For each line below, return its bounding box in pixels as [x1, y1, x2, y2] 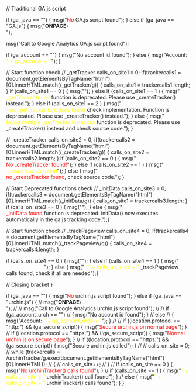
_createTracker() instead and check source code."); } [6, 125, 133, 132]
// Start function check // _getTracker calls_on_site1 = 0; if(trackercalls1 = [6, 69, 181, 75]
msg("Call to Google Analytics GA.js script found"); [6, 40, 129, 47]
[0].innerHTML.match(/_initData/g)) [6, 197, 92, 204]
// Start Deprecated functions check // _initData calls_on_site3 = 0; [6, 185, 167, 192]
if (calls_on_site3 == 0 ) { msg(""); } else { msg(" [6, 204, 123, 210]
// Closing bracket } [6, 281, 53, 288]
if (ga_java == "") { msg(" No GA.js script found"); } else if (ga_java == [6, 16, 174, 23]
